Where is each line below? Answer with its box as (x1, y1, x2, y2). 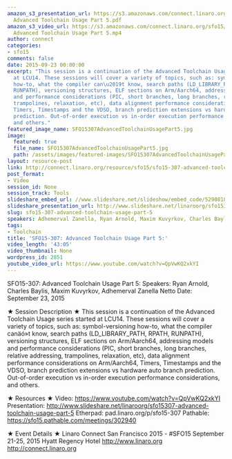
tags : (7, 222, 23, 228)
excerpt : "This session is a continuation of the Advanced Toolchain (7, 68, 212, 75)
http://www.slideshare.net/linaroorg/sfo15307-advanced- (46, 401, 209, 409)
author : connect (7, 36, 54, 43)
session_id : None (7, 184, 57, 191)
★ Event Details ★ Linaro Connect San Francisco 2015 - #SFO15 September (7, 429, 224, 438)
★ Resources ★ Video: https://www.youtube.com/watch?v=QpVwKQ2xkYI (7, 394, 221, 402)
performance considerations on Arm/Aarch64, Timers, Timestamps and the (7, 358, 222, 367)
